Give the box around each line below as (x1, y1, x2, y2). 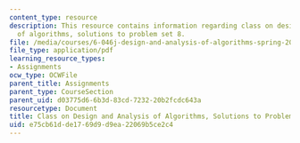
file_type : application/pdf (9, 46, 114, 55)
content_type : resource (9, 12, 98, 22)
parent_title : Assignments (9, 79, 110, 88)
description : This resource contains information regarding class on (9, 21, 274, 30)
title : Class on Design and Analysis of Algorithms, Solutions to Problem (9, 112, 294, 121)
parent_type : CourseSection (9, 87, 114, 96)
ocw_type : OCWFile (9, 71, 78, 80)
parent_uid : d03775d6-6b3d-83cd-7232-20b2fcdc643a (9, 95, 202, 105)
